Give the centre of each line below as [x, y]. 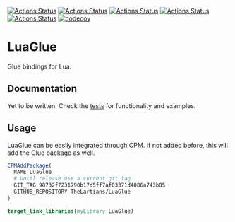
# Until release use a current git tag [72, 179]
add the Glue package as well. [51, 153]
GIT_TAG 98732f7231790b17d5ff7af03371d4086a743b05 [90, 185]
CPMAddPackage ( [30, 165]
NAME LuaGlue [33, 172]
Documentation [42, 89]
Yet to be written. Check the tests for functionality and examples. [102, 105]
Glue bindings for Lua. [40, 66]
